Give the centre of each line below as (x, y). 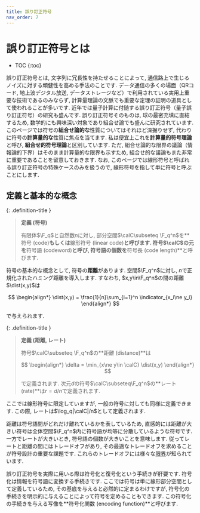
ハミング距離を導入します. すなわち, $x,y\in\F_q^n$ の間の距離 (108, 278)
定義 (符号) (34, 223)
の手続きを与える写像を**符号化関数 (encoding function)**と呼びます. (92, 504)
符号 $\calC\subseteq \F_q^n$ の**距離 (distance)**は (86, 353)
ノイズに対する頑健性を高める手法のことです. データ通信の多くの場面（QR (98, 85)
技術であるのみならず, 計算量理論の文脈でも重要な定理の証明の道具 (99, 100)
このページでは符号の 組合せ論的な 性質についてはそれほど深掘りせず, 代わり (99, 130)
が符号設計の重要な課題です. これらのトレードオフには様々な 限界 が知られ (96, 454)
